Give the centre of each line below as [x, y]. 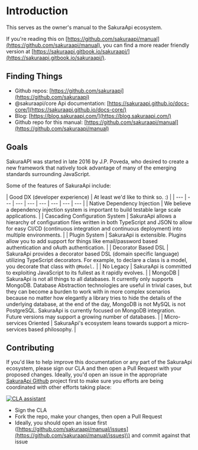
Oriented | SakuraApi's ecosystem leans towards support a [100, 323]
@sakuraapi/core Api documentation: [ [62, 103]
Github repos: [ [33, 91]
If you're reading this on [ [37, 39]
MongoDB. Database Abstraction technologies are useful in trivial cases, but [99, 285]
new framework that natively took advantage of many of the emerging [91, 168]
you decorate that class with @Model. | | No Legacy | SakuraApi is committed [99, 266]
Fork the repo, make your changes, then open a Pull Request [88, 417]
